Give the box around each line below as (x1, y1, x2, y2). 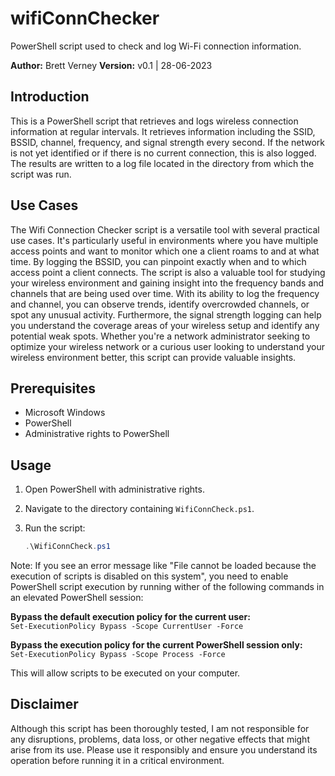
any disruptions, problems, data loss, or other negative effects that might (10, 733, 310, 745)
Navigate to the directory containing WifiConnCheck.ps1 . (24, 503, 255, 515)
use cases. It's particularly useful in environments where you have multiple (10, 234, 319, 246)
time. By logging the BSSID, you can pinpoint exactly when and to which (10, 255, 307, 267)
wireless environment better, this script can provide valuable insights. (10, 351, 297, 363)
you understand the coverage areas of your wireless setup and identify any (10, 319, 320, 331)
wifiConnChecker (10, 7, 160, 30)
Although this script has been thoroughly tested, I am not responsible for (10, 722, 310, 734)
